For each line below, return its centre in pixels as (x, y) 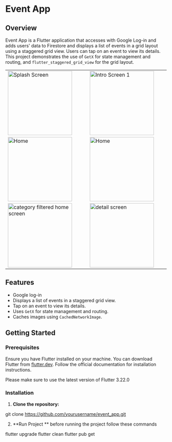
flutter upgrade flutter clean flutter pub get (50, 434)
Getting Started (30, 333)
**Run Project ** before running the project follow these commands (85, 424)
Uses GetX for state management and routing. (60, 311)
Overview (21, 28)
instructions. (18, 370)
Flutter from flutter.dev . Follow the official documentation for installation (81, 364)
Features (20, 282)
